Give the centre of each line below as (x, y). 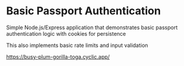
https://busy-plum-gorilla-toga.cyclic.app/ (58, 56)
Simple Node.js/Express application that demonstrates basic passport (92, 27)
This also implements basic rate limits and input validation (77, 45)
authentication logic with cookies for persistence (66, 33)
